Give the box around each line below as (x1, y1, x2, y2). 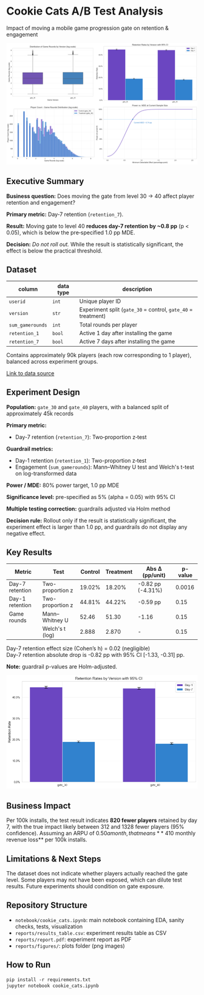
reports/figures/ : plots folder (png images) (15, 942, 126, 949)
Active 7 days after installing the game (79, 338, 175, 345)
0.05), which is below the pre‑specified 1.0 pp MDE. (6, 229, 135, 236)
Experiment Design (6, 387, 80, 398)
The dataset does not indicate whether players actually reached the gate (6, 870, 188, 877)
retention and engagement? (6, 199, 76, 206)
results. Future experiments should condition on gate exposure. (6, 883, 165, 890)
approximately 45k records (6, 410, 74, 417)
